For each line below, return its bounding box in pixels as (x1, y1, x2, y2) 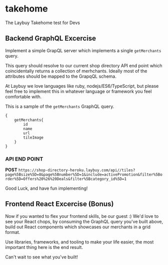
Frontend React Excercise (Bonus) (5, 200, 114, 208)
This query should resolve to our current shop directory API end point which (5, 62, 162, 68)
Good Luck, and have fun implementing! (5, 185, 88, 191)
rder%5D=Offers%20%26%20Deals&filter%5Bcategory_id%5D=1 (5, 177, 127, 182)
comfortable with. (5, 93, 42, 99)
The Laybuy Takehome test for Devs (5, 20, 80, 26)
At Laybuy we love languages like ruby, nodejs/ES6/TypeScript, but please (5, 83, 159, 89)
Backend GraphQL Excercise (5, 34, 96, 43)
